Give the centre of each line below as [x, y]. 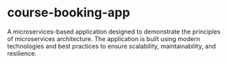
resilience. [22, 53]
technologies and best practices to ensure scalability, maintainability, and [112, 46]
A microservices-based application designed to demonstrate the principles [114, 32]
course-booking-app [69, 13]
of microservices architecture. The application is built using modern [104, 38]
